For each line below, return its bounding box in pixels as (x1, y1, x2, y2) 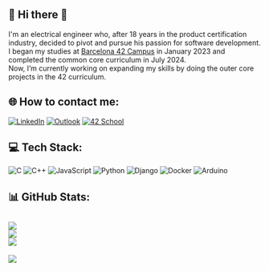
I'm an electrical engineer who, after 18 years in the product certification (8, 29, 247, 38)
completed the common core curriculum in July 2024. (8, 55, 187, 64)
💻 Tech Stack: (8, 141, 83, 155)
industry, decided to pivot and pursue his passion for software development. (8, 38, 261, 47)
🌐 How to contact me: (8, 95, 120, 109)
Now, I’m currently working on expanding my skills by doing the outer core (8, 63, 255, 73)
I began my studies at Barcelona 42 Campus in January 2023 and (8, 46, 226, 56)
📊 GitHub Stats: (8, 190, 91, 204)
